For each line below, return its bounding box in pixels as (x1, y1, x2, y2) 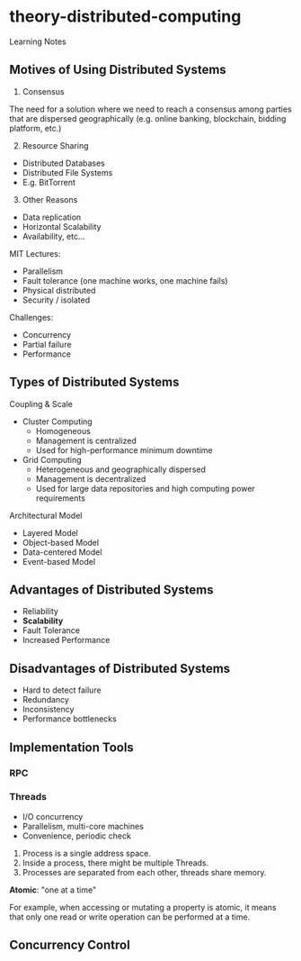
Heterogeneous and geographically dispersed (35, 464, 207, 475)
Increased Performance (22, 635, 111, 646)
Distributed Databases (22, 158, 106, 168)
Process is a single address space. (22, 848, 151, 858)
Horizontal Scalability (22, 221, 102, 231)
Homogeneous (35, 425, 92, 436)
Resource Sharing (22, 140, 89, 150)
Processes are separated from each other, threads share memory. (22, 866, 267, 877)
